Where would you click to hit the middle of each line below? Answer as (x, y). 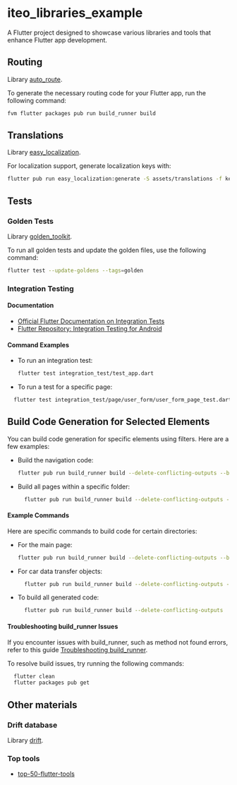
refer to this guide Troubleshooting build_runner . (78, 649)
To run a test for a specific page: (65, 387)
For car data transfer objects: (60, 571)
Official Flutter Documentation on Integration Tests (91, 321)
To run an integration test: (55, 361)
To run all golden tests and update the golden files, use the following (107, 250)
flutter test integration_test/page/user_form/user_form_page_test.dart (123, 400)
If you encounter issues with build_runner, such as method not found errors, (117, 642)
